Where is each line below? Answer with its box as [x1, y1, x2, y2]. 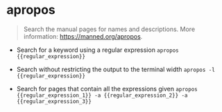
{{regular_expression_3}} [16, 97, 92, 105]
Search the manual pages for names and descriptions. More [23, 25, 196, 33]
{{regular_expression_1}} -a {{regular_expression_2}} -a [16, 92, 188, 99]
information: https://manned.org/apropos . [23, 32, 143, 40]
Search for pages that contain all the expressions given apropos [16, 84, 198, 93]
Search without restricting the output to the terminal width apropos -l [16, 65, 216, 73]
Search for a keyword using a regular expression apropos [16, 46, 179, 54]
